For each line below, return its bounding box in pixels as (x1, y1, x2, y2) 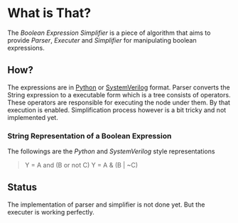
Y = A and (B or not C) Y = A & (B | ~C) (24, 161, 139, 170)
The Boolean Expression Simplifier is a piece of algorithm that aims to (7, 28, 211, 37)
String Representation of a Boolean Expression (7, 131, 172, 141)
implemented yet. (7, 113, 58, 121)
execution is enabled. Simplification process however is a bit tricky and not (7, 105, 227, 114)
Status (7, 181, 38, 193)
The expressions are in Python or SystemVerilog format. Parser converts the (7, 83, 230, 92)
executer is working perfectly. (7, 207, 94, 216)
